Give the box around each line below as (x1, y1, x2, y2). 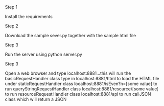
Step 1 (5, 4, 18, 10)
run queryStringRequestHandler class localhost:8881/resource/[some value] (5, 86, 159, 92)
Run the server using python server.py (5, 51, 82, 57)
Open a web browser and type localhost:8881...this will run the (5, 70, 131, 76)
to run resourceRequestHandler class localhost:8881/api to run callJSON (5, 91, 151, 97)
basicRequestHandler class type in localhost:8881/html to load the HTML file (5, 76, 160, 81)
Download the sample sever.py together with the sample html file (5, 33, 136, 38)
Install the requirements (5, 14, 53, 19)
